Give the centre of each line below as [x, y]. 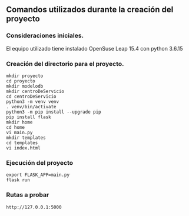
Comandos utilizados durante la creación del [90, 10]
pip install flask [29, 117]
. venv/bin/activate [31, 107]
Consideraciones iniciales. [45, 36]
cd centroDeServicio [31, 97]
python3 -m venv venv [33, 102]
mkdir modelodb [25, 86]
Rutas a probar [28, 195]
